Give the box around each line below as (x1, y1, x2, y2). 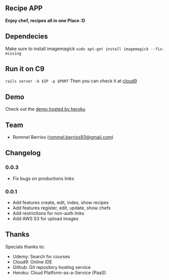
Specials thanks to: (5, 244, 45, 250)
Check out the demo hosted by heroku (5, 106, 86, 112)
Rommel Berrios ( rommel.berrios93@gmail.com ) (12, 134, 114, 141)
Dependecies (5, 32, 48, 41)
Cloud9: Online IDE (12, 259, 52, 265)
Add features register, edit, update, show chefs (12, 205, 111, 211)
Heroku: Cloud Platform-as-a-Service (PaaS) (12, 269, 106, 275)
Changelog (5, 149, 41, 157)
